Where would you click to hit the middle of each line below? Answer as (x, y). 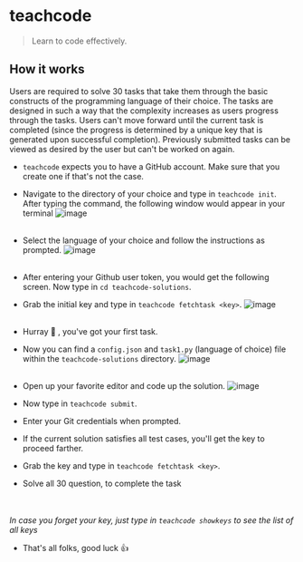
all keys (24, 529)
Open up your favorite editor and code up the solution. (124, 385)
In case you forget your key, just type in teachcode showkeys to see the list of (151, 520)
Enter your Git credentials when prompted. (102, 421)
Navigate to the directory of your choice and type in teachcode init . (150, 194)
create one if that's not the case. (83, 176)
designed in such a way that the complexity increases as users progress (144, 111)
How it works (47, 69)
